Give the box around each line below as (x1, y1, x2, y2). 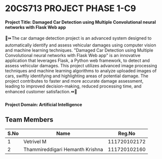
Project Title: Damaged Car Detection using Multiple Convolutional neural (5, 19, 156, 25)
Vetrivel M (23, 138, 47, 145)
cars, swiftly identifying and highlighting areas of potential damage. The (5, 73, 149, 79)
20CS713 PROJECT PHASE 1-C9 (5, 3, 136, 14)
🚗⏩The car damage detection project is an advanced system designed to (5, 35, 152, 41)
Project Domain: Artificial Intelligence (5, 101, 82, 107)
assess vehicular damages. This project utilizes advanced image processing (5, 63, 157, 69)
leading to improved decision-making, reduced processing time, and (5, 83, 142, 89)
